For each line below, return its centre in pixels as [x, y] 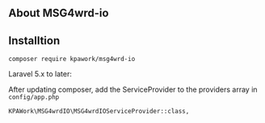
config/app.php [34, 97]
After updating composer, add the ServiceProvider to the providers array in [133, 90]
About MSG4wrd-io [59, 13]
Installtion [34, 41]
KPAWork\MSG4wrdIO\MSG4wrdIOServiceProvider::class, [99, 112]
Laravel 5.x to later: [40, 74]
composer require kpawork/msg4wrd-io [72, 59]
